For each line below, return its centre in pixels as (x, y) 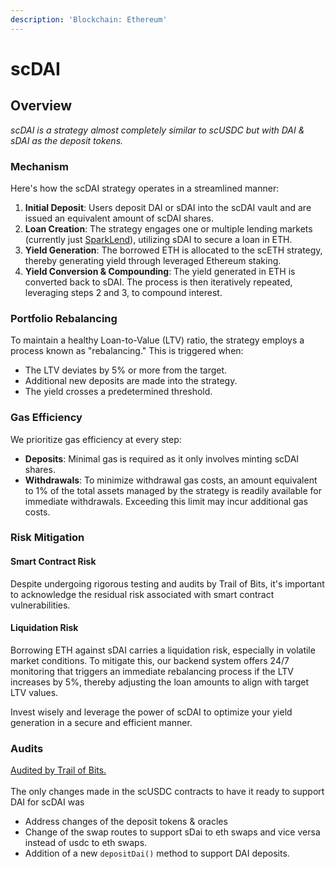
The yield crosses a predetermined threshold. (118, 392)
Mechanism (40, 166)
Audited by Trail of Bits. (58, 770)
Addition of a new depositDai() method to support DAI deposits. (157, 853)
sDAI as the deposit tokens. (67, 140)
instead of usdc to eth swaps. (86, 843)
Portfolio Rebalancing (64, 318)
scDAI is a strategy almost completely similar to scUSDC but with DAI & (157, 130)
